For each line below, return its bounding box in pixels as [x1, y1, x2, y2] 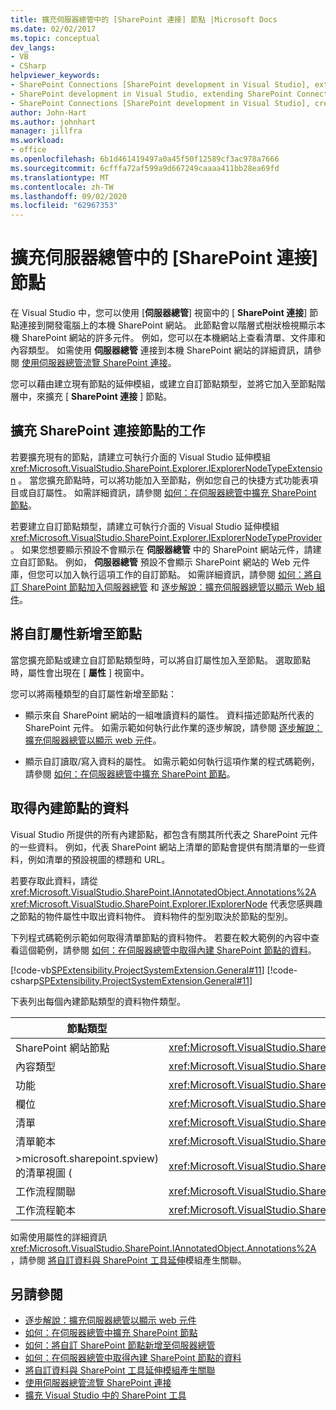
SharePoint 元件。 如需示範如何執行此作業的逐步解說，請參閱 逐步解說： [24, 721, 323, 733]
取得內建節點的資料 [10, 800, 129, 817]
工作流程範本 [15, 1203, 77, 1217]
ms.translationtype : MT [10, 172, 110, 183]
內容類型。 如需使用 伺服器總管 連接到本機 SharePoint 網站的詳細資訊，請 [10, 344, 313, 356]
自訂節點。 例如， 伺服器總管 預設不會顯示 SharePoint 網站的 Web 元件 [18, 556, 311, 568]
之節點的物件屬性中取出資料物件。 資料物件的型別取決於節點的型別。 [10, 910, 293, 922]
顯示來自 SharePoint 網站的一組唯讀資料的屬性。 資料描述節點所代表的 [24, 709, 315, 721]
